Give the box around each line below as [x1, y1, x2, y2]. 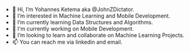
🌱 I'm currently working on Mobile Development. [12, 25, 134, 32]
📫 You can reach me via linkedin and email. [12, 38, 123, 46]
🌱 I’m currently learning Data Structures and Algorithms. [12, 19, 153, 25]
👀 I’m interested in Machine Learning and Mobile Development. [12, 12, 170, 19]
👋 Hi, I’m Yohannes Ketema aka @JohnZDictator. [12, 6, 134, 13]
